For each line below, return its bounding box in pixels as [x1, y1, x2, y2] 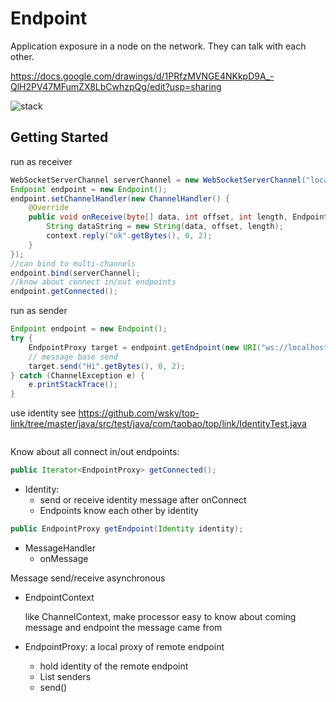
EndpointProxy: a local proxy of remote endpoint [24, 640, 225, 652]
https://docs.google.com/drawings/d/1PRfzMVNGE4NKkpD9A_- [10, 70, 275, 82]
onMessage [39, 552, 89, 564]
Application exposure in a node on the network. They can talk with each [10, 40, 307, 52]
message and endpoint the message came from [24, 621, 223, 633]
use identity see [10, 407, 77, 419]
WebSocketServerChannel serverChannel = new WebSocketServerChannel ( [10, 175, 307, 185]
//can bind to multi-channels [10, 258, 137, 269]
